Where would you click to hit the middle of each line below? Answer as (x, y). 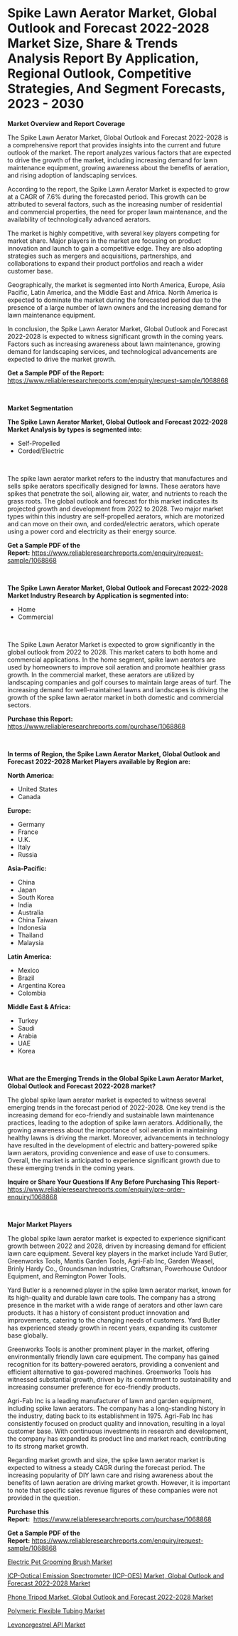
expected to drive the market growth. (61, 359)
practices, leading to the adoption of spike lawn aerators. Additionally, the (115, 1122)
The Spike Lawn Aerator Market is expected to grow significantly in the (111, 644)
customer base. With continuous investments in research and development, (118, 1431)
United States (38, 789)
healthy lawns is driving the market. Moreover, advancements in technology (118, 1137)
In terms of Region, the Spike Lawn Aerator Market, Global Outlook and (114, 754)
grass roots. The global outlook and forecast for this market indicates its (113, 501)
